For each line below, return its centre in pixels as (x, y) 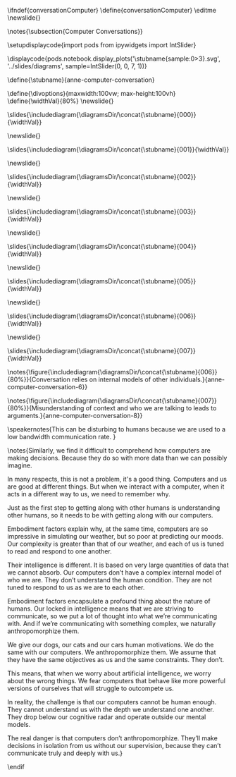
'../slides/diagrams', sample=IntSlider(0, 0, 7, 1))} (77, 66)
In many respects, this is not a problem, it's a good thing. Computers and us (117, 479)
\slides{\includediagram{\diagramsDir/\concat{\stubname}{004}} (102, 246)
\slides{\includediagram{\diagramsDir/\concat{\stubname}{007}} (101, 351)
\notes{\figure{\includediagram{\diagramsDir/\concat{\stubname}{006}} (112, 372)
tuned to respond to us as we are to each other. (76, 587)
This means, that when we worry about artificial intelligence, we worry (109, 673)
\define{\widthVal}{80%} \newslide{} (61, 101)
